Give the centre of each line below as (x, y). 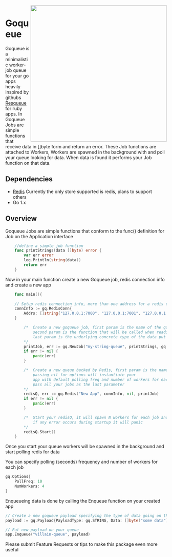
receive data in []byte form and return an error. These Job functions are (81, 146)
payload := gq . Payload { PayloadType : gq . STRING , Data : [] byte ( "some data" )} (88, 521)
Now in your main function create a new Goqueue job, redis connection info (85, 279)
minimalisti (17, 59)
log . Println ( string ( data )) (52, 260)
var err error (39, 255)
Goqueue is (17, 48)
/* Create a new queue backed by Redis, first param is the (90, 370)
